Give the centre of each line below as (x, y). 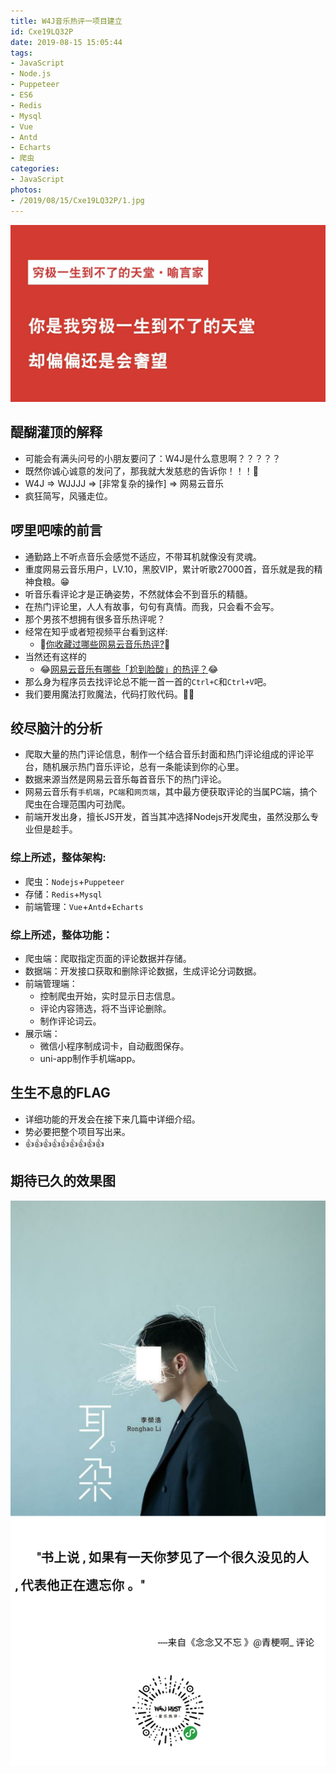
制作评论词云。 (70, 1021)
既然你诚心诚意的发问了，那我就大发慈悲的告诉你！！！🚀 (141, 471)
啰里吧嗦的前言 (56, 530)
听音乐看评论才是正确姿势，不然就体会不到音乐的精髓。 (138, 594)
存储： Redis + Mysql (63, 894)
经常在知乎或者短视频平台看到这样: (96, 631)
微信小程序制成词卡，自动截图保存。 (114, 1046)
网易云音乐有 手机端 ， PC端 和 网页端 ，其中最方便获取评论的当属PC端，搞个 (171, 792)
